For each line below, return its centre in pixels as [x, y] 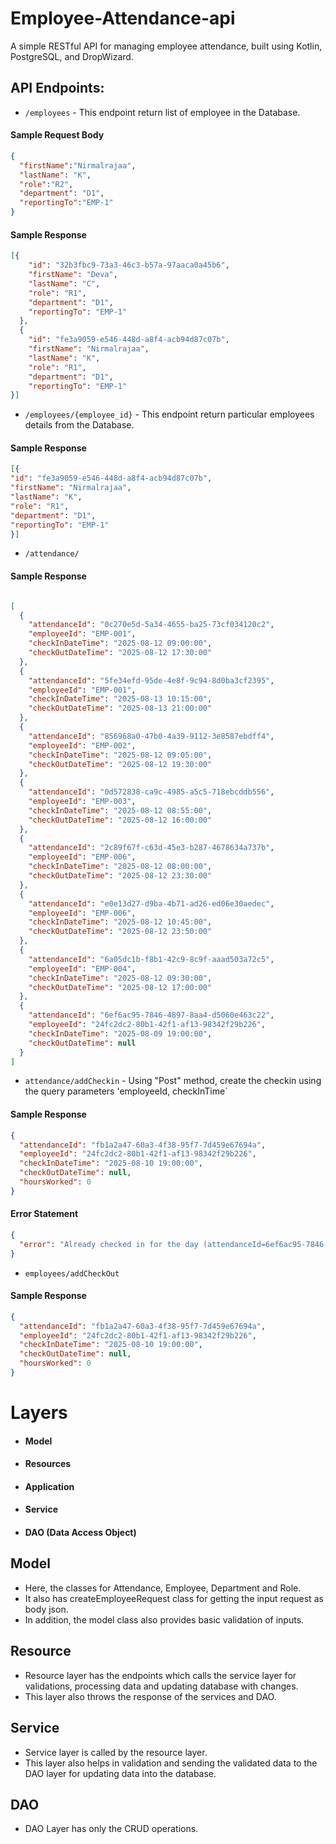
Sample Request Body [57, 135]
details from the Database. [79, 425]
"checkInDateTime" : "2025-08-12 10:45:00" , [120, 922]
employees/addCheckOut [72, 1273]
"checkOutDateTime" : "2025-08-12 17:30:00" [120, 653]
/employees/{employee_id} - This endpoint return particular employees [169, 414]
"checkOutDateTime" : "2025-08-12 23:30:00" [120, 876]
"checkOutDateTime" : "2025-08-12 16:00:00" [120, 820]
